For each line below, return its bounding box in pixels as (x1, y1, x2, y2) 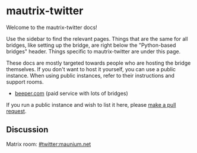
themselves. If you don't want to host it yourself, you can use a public (6, 65, 176, 72)
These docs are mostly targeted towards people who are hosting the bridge (6, 59, 191, 66)
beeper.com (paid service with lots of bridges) (14, 90, 129, 97)
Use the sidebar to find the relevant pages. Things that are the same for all (6, 35, 188, 42)
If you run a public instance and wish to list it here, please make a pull (6, 101, 176, 108)
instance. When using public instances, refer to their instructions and (6, 72, 175, 79)
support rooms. (6, 78, 44, 85)
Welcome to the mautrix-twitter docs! (6, 24, 98, 31)
